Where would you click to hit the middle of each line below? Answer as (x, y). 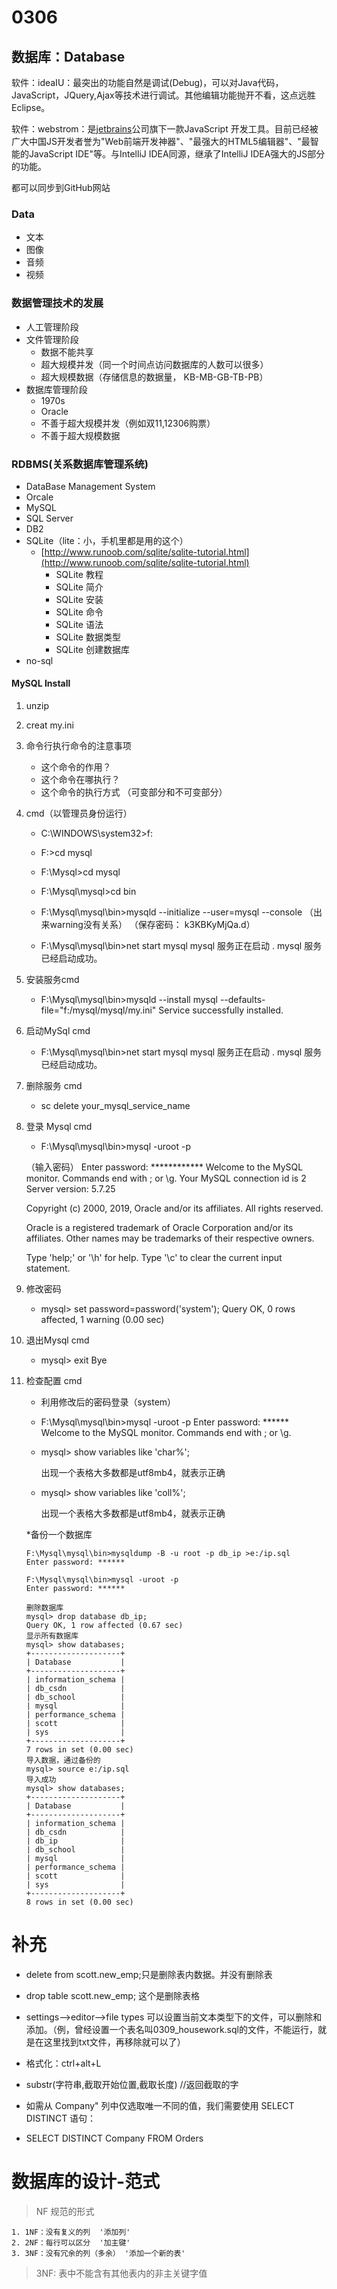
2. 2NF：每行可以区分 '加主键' (71, 2242)
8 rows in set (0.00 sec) (79, 1902)
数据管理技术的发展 (57, 303)
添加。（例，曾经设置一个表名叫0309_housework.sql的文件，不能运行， (171, 2030)
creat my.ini (49, 725)
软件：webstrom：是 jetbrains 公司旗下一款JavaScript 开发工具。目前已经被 (165, 129)
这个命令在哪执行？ (80, 780)
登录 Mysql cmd (59, 1127)
